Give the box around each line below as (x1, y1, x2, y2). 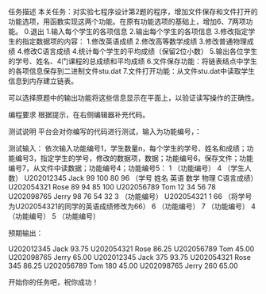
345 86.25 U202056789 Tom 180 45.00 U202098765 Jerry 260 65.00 (8, 261, 238, 270)
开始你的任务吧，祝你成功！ (8, 277, 99, 287)
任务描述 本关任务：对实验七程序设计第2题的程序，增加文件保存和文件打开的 (8, 7, 258, 16)
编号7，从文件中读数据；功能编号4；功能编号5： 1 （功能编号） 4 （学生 (8, 163, 245, 173)
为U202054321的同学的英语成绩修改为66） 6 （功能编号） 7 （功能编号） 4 (8, 201, 256, 211)
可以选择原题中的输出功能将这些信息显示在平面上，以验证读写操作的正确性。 (8, 94, 259, 102)
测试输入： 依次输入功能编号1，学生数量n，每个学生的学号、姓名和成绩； (8, 143, 247, 153)
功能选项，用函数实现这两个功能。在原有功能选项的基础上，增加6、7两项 (8, 17, 246, 26)
